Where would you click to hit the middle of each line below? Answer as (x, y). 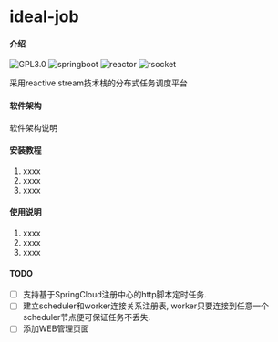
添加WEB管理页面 (56, 328)
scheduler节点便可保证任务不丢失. (87, 317)
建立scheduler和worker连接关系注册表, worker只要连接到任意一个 (146, 306)
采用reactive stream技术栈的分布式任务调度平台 (99, 83)
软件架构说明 (33, 127)
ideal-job (44, 17)
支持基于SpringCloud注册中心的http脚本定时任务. (114, 295)
